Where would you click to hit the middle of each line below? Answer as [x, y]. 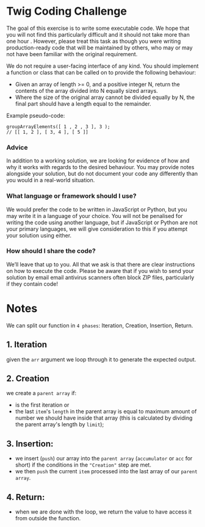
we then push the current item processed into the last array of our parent [106, 471]
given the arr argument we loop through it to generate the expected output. [101, 359]
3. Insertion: [30, 444]
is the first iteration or [42, 405]
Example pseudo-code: [36, 115]
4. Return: [26, 497]
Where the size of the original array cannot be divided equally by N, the [105, 97]
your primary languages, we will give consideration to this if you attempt [97, 229]
